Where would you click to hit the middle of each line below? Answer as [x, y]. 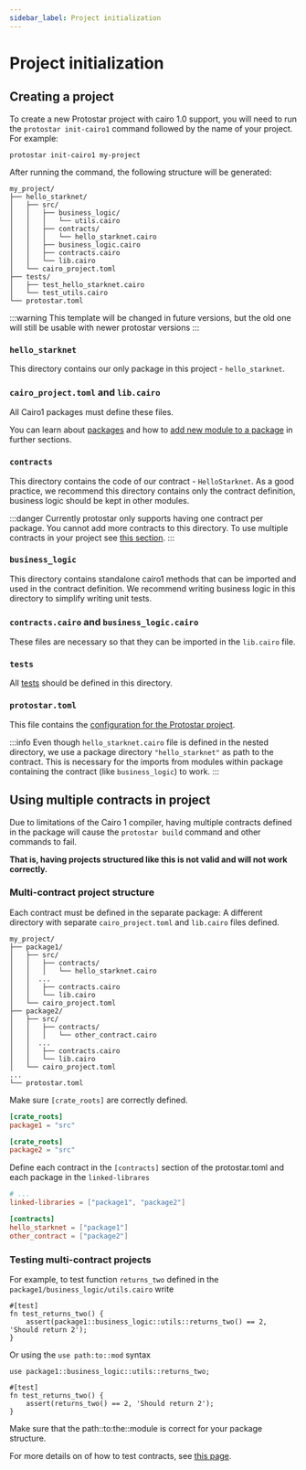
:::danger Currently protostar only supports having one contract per [137, 518]
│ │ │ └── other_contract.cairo [83, 1035]
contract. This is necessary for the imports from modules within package [146, 762]
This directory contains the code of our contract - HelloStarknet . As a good [152, 481]
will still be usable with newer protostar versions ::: [105, 327]
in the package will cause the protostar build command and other [135, 832]
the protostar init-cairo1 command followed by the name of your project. [151, 128]
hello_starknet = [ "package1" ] [69, 1227]
